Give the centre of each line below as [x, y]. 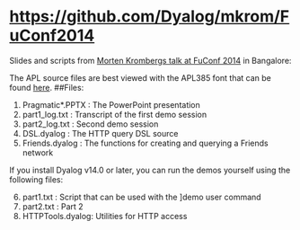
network [38, 152]
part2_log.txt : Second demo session [90, 124]
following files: [36, 179]
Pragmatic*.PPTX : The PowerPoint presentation [111, 104]
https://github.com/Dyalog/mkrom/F [150, 17]
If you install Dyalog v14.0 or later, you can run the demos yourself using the [150, 170]
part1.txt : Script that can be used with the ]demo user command [142, 197]
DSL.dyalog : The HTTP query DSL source [100, 133]
